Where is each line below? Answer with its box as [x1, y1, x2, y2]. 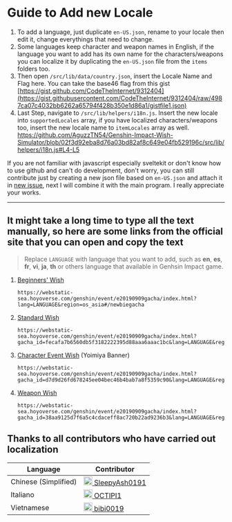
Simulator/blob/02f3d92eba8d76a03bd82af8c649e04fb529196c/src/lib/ [17, 138, 225, 146]
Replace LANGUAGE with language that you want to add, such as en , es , [23, 255, 223, 263]
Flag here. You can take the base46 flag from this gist [17, 79, 171, 87]
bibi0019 [94, 503, 124, 513]
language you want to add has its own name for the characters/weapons [17, 50, 224, 58]
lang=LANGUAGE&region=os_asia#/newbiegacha [17, 301, 145, 308]
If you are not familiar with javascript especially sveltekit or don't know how [7, 159, 222, 167]
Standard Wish [17, 313, 60, 321]
